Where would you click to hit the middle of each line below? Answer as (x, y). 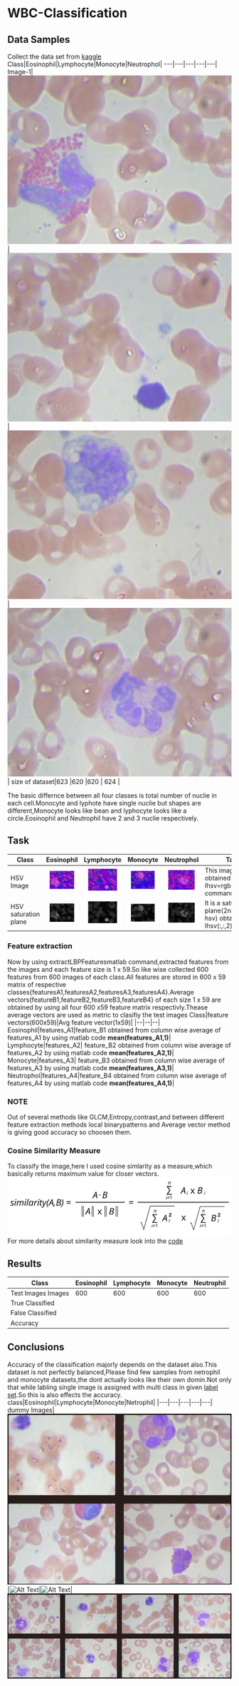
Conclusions (36, 1347)
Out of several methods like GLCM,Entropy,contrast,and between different (116, 1117)
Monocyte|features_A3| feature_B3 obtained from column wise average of (116, 1060)
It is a (212, 903)
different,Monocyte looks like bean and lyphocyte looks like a (97, 811)
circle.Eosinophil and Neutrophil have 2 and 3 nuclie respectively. (103, 818)
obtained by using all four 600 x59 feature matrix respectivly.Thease (108, 1007)
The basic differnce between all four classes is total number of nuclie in (112, 796)
